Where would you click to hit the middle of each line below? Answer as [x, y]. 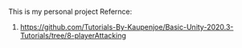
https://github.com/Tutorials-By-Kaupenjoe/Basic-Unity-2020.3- [127, 27]
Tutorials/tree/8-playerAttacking [73, 36]
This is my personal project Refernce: [70, 12]
